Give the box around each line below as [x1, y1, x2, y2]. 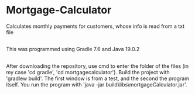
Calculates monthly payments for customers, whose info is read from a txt [6, 23, 185, 30]
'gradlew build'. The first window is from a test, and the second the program [6, 75, 189, 82]
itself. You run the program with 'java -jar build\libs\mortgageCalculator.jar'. [6, 81, 187, 88]
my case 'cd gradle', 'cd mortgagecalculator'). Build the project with [6, 68, 170, 75]
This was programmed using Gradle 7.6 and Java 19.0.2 [6, 46, 140, 53]
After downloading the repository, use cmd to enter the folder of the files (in [6, 62, 189, 70]
